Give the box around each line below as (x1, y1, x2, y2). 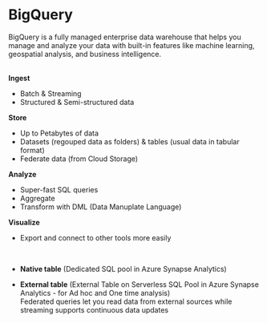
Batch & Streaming (19, 88, 82, 98)
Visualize (8, 217, 40, 227)
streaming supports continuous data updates (19, 305, 169, 314)
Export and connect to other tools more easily (19, 232, 172, 242)
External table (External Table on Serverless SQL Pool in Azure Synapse (19, 279, 259, 289)
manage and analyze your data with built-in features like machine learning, (8, 40, 255, 50)
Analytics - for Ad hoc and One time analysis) (19, 288, 171, 297)
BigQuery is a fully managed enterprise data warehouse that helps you (8, 32, 242, 42)
